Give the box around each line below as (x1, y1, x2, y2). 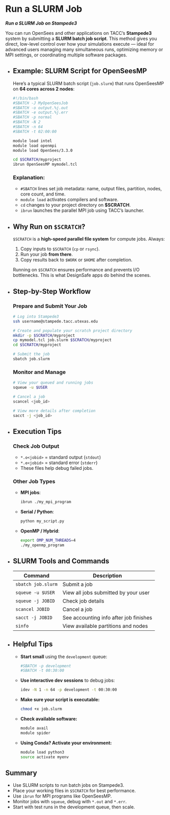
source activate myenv (20, 754, 69, 760)
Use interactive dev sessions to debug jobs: (20, 678, 115, 684)
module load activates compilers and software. (20, 196, 119, 203)
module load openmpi (12, 143, 57, 148)
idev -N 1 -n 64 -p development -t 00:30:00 (20, 687, 117, 692)
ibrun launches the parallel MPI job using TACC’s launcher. (20, 207, 144, 213)
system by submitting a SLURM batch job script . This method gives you (5, 35, 157, 42)
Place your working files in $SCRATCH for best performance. (12, 788, 136, 794)
